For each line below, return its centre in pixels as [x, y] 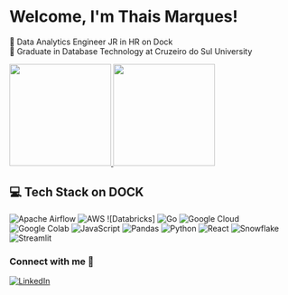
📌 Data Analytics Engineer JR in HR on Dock [91, 42]
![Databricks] [131, 218]
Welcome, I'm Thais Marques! [124, 17]
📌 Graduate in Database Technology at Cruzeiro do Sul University [131, 51]
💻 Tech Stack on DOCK [77, 192]
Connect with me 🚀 [52, 262]
